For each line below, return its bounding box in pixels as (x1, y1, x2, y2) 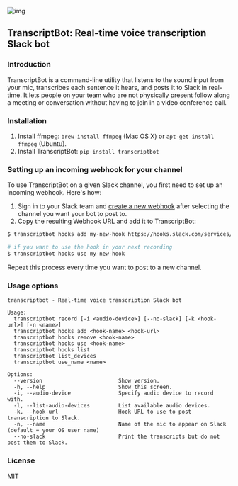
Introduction (7, 60, 51, 69)
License (7, 456, 35, 465)
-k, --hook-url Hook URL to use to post (13, 408, 192, 416)
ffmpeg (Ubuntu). (17, 139, 67, 148)
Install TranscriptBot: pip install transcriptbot (17, 147, 159, 155)
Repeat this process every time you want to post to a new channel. (7, 263, 202, 271)
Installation (7, 115, 47, 125)
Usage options (7, 281, 59, 290)
